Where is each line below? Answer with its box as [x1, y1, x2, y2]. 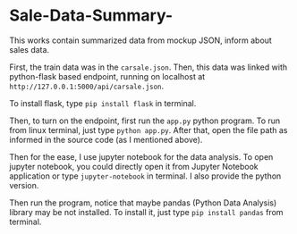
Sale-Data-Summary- [9, 5, 173, 26]
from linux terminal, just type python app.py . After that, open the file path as [9, 124, 288, 135]
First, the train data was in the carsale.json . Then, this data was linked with [9, 62, 288, 72]
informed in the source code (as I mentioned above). [9, 134, 203, 145]
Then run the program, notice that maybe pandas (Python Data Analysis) [9, 197, 277, 208]
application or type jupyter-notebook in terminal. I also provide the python [9, 171, 282, 181]
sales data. [9, 44, 50, 54]
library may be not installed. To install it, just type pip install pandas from [9, 206, 284, 217]
